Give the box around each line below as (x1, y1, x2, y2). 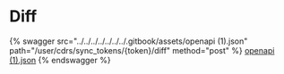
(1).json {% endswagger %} (9, 54, 111, 65)
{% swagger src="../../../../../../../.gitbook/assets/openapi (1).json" (9, 36, 248, 46)
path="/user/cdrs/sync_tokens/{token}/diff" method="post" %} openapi (9, 45, 275, 55)
